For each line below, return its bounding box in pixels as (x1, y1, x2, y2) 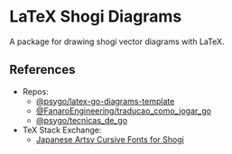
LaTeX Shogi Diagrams (9, 6, 182, 27)
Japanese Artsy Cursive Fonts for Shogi (35, 133, 185, 145)
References (9, 62, 76, 77)
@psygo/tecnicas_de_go (35, 114, 128, 125)
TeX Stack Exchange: (22, 124, 102, 135)
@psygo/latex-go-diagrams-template (35, 95, 175, 106)
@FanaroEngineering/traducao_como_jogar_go (35, 105, 212, 116)
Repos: (22, 86, 50, 96)
